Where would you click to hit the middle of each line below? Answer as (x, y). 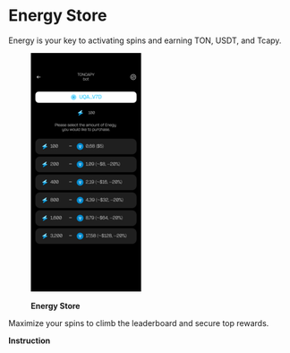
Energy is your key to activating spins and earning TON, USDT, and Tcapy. (145, 40)
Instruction (30, 340)
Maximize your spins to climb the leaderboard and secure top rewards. (139, 323)
